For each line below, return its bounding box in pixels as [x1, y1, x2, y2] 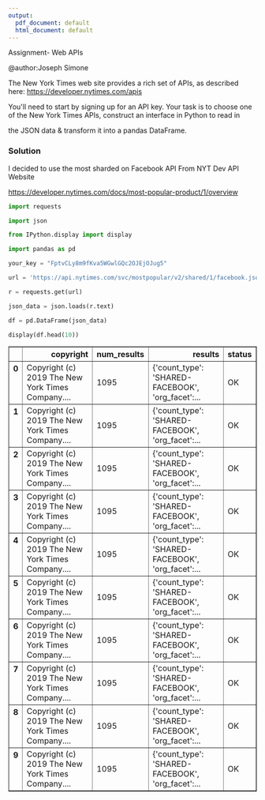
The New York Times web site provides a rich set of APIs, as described [8, 78, 239, 88]
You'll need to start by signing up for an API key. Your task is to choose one [8, 102, 252, 111]
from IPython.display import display [8, 231, 132, 239]
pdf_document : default [15, 19, 90, 27]
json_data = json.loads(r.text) [8, 302, 114, 310]
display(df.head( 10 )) [8, 331, 80, 339]
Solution [8, 145, 42, 156]
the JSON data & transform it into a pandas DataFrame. [8, 126, 187, 135]
